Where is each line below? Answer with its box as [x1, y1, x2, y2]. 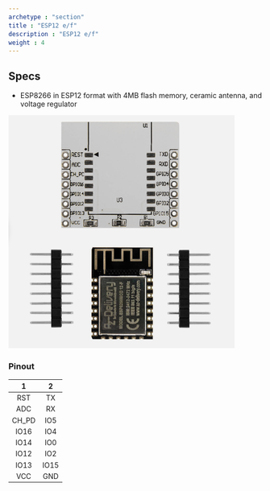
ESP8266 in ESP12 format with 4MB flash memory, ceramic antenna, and [19, 91, 263, 101]
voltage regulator [19, 99, 78, 109]
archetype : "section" [8, 13, 85, 21]
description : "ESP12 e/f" [8, 30, 99, 38]
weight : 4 [8, 39, 45, 47]
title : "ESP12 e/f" [8, 21, 78, 30]
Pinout [8, 361, 35, 372]
